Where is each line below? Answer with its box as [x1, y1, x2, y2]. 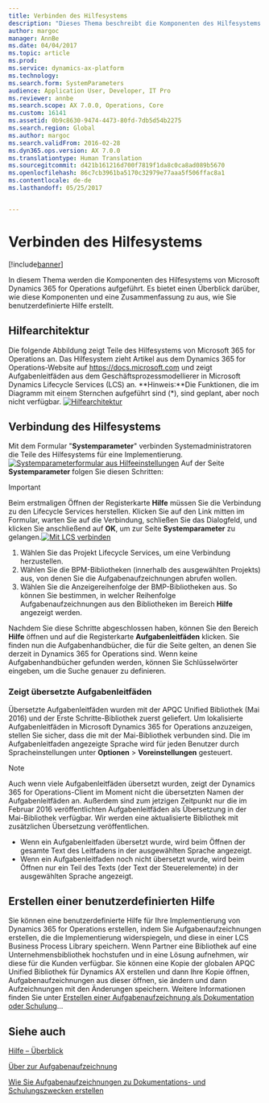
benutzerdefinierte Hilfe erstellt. [8, 300, 114, 310]
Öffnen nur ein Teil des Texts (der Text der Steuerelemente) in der [19, 862, 239, 872]
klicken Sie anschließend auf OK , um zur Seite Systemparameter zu [8, 524, 236, 534]
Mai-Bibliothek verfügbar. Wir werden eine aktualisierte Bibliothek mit [8, 812, 239, 822]
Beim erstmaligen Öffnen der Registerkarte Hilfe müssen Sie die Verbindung [8, 498, 262, 508]
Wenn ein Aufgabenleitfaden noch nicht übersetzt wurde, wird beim [19, 854, 245, 864]
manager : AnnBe [8, 34, 60, 43]
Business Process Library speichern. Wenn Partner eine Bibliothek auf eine [8, 941, 257, 951]
